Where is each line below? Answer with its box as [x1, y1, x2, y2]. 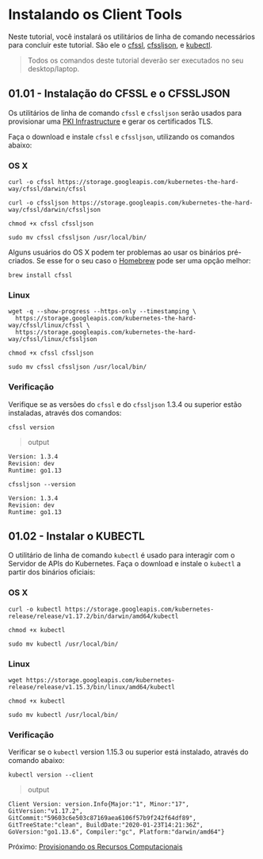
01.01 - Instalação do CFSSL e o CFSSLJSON [8, 87, 231, 101]
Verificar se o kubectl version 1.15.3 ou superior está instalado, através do [8, 747, 249, 757]
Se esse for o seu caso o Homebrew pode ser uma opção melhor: [36, 256, 251, 266]
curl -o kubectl [8, 605, 62, 613]
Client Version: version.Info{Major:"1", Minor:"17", [8, 800, 190, 808]
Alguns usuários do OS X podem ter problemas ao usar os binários [8, 247, 226, 257]
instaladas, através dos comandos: [8, 408, 122, 417]
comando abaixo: [8, 756, 65, 765]
